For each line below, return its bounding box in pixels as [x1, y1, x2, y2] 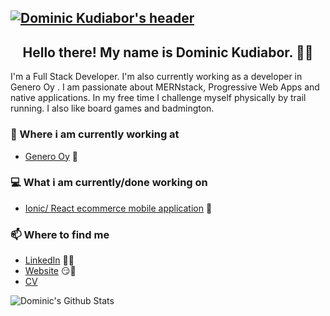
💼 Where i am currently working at [10, 127, 180, 141]
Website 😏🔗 [24, 265, 77, 277]
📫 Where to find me [10, 227, 110, 241]
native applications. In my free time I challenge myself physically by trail [10, 92, 307, 104]
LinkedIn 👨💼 [24, 254, 75, 266]
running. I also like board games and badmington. [10, 102, 215, 115]
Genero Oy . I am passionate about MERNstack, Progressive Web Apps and [10, 81, 320, 93]
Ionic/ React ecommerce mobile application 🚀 [24, 202, 213, 214]
